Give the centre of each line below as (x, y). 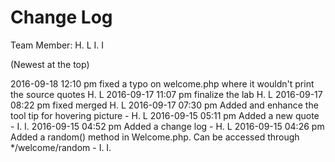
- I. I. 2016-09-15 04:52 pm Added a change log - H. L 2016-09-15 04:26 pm (167, 126)
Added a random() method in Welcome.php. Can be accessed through (155, 137)
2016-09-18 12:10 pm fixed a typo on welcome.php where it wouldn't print (162, 83)
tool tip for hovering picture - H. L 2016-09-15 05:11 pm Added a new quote (165, 115)
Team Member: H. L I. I (57, 45)
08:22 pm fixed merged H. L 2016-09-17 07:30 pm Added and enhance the (164, 105)
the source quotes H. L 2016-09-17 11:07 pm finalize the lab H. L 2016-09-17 (166, 94)
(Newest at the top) (50, 64)
